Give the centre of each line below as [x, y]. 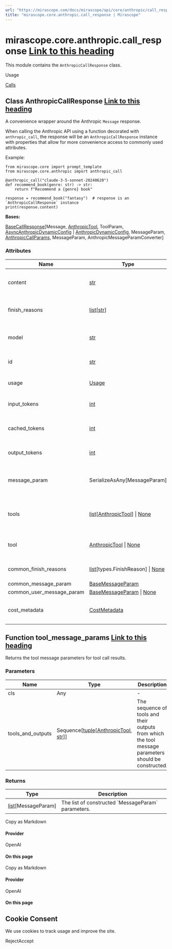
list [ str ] [98, 310]
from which [150, 734]
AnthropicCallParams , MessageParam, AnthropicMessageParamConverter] [84, 238]
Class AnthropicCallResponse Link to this [73, 101]
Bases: [13, 217]
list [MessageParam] [32, 806]
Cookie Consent [31, 919]
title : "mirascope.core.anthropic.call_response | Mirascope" [73, 15]
